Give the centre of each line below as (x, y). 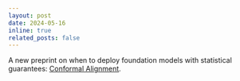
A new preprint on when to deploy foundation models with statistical (120, 60)
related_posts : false (44, 38)
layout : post (30, 15)
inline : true (30, 30)
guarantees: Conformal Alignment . (65, 69)
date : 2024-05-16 (37, 23)
